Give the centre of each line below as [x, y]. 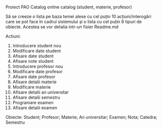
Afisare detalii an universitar [41, 92]
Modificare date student [37, 51]
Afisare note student [33, 61]
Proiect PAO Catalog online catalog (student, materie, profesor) [69, 7]
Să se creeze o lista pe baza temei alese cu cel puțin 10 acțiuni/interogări [78, 16]
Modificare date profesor [37, 72]
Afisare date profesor [34, 77]
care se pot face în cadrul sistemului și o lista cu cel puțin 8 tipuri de [74, 22]
